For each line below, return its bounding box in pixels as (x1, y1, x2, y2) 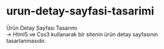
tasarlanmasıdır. (6, 37, 47, 44)
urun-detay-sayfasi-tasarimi (6, 4, 154, 18)
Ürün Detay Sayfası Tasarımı (6, 24, 78, 31)
